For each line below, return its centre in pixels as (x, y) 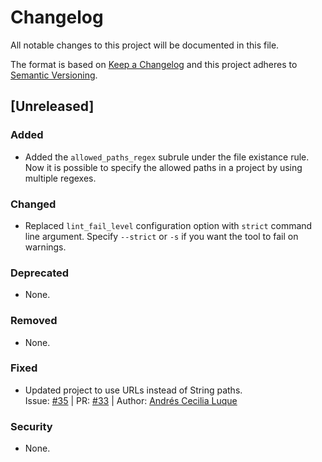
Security (31, 426)
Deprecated (40, 273)
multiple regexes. (60, 178)
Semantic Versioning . (54, 75)
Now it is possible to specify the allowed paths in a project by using (163, 167)
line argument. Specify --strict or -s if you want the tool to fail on (161, 236)
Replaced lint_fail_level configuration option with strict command (168, 225)
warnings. (45, 247)
